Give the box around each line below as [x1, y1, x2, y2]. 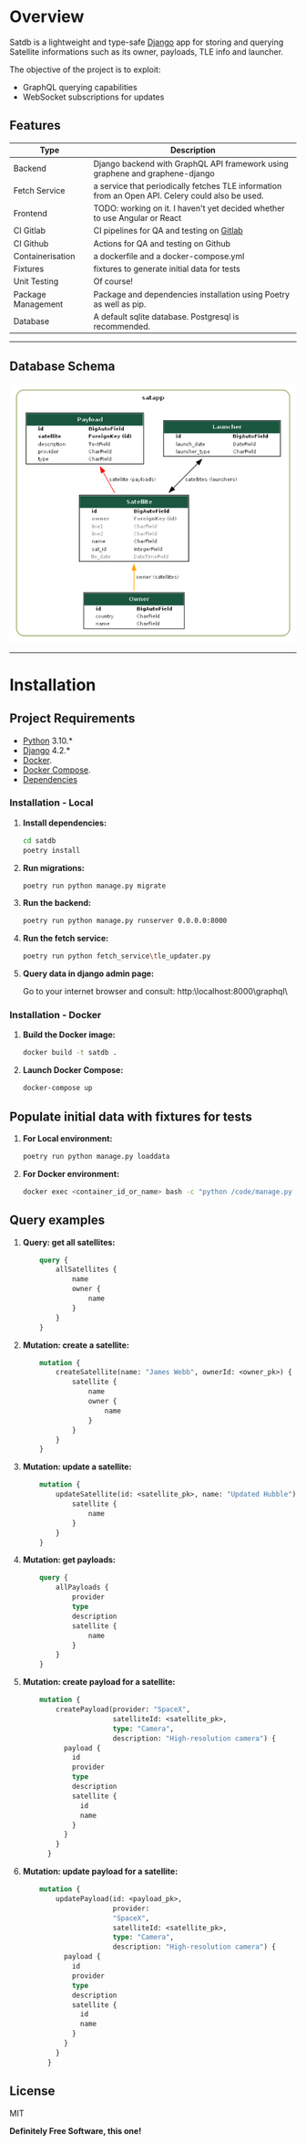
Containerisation [13, 250, 76, 261]
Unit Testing [13, 276, 59, 287]
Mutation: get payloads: [22, 1554, 117, 1565]
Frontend [13, 207, 48, 218]
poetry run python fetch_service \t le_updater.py [22, 952, 211, 961]
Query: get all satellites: [22, 1236, 116, 1247]
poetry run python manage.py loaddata [22, 1152, 170, 1162]
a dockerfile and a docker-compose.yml [93, 250, 245, 261]
